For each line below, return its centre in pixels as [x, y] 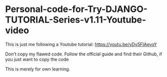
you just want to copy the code [37, 59]
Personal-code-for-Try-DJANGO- [76, 9]
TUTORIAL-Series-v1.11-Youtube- [76, 20]
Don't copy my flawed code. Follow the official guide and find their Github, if [84, 54]
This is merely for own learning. [38, 69]
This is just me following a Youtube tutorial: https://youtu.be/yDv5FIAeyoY [81, 44]
